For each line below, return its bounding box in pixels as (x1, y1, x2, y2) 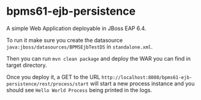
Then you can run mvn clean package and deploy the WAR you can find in (6, 55, 191, 62)
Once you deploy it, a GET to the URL (6, 73, 100, 80)
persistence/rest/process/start (6, 81, 89, 87)
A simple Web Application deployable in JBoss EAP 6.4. (6, 25, 146, 32)
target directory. (6, 61, 47, 69)
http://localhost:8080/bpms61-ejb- (101, 74, 192, 80)
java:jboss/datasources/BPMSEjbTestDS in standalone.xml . (6, 43, 153, 50)
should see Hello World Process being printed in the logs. (6, 86, 152, 93)
